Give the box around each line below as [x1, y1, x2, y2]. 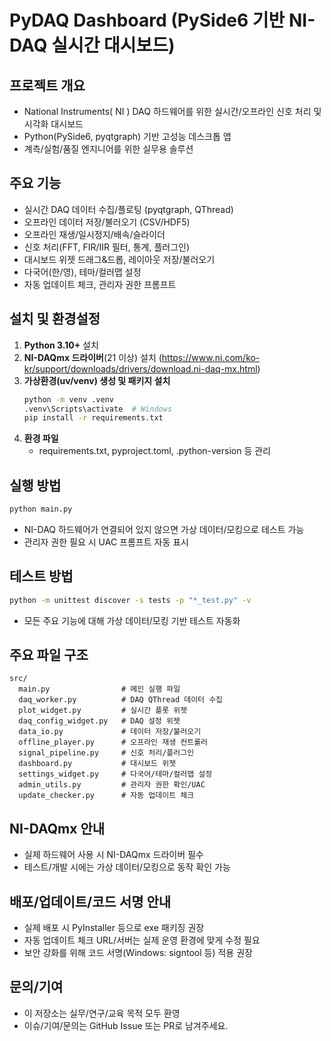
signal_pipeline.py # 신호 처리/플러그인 [18, 748, 195, 758]
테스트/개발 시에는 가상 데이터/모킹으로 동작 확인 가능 [23, 861, 231, 873]
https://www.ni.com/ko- [161, 351, 261, 363]
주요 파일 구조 [9, 647, 89, 664]
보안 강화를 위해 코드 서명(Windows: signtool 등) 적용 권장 [23, 947, 253, 959]
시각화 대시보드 [23, 118, 84, 130]
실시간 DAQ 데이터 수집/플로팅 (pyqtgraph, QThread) [23, 203, 234, 215]
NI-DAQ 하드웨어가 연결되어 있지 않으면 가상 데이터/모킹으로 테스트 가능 [23, 523, 305, 535]
